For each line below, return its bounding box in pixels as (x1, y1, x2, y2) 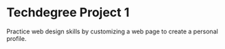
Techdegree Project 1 (6, 5, 130, 20)
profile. (6, 34, 27, 42)
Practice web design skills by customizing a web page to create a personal (6, 27, 218, 35)
